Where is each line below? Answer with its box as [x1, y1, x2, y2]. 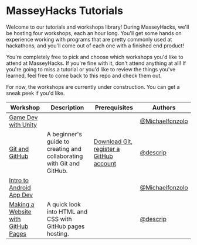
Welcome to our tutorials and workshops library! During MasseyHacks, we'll [6, 23, 189, 30]
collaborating [46, 152, 83, 160]
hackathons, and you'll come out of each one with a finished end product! [6, 42, 185, 49]
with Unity [9, 120, 37, 129]
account [93, 159, 117, 167]
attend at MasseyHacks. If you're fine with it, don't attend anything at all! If [6, 60, 186, 67]
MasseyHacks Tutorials [6, 4, 123, 18]
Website [9, 208, 32, 216]
